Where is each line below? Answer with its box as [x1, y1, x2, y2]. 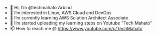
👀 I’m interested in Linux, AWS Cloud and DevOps [9, 10, 112, 16]
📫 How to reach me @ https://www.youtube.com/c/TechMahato [9, 26, 143, 31]
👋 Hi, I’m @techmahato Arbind [9, 5, 72, 10]
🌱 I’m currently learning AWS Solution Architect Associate [9, 15, 129, 20]
